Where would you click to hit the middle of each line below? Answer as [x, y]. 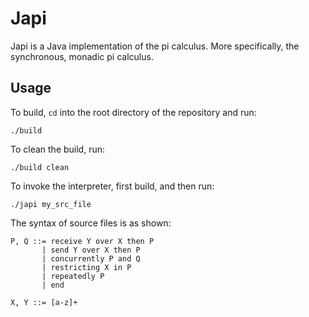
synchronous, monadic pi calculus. [82, 56]
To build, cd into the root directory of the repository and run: [133, 112]
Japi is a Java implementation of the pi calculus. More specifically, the [155, 46]
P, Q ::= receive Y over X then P [82, 241]
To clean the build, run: [58, 149]
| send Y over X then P [91, 250]
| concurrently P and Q [91, 258]
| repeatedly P [73, 276]
